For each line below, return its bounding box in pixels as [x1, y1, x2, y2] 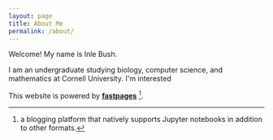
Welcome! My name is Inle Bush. [8, 50, 118, 59]
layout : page [8, 11, 53, 20]
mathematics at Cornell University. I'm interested [8, 74, 172, 84]
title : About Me [8, 20, 63, 28]
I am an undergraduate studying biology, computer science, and [8, 65, 223, 75]
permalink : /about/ [8, 27, 75, 35]
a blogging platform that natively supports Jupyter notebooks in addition [19, 115, 262, 125]
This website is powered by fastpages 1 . [8, 90, 144, 101]
